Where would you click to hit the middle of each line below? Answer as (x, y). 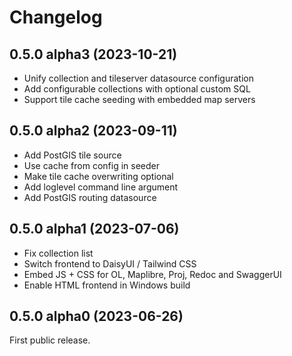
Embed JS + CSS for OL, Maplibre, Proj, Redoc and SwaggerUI (152, 274)
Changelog (56, 17)
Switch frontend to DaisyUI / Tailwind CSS (110, 263)
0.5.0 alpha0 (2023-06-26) (96, 316)
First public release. (50, 340)
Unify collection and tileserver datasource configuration (138, 78)
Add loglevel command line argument (101, 187)
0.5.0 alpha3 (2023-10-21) (93, 54)
